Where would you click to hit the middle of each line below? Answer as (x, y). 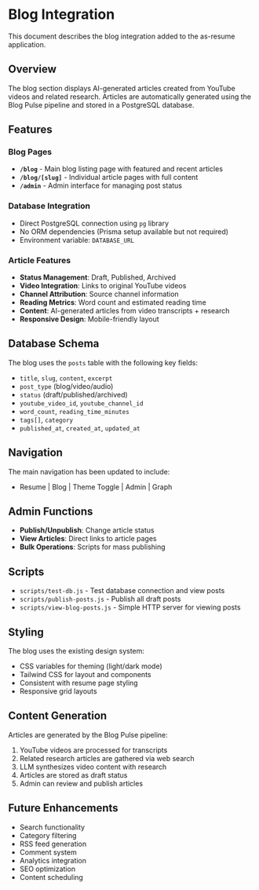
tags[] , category (46, 419)
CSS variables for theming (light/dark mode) (91, 666)
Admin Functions (51, 512)
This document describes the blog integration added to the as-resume (122, 36)
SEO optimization (47, 869)
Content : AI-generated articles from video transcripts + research (124, 311)
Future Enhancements (64, 808)
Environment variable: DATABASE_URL (77, 240)
